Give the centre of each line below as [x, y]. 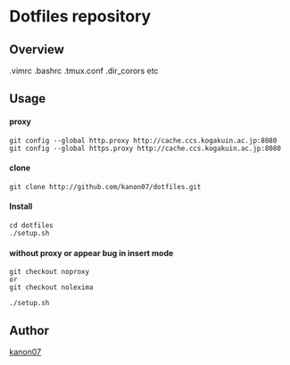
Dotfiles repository [80, 17]
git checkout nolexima [51, 287]
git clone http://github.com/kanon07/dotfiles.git [105, 187]
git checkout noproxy [50, 272]
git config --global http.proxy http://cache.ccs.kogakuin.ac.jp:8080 [143, 140]
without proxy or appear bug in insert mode [91, 253]
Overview [37, 50]
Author [29, 331]
